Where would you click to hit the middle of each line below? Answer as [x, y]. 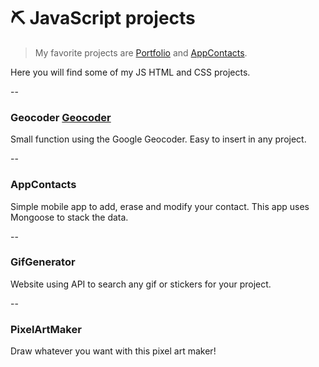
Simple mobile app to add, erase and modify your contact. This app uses [160, 206]
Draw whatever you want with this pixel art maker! [113, 351]
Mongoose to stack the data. [69, 217]
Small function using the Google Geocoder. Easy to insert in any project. [158, 139]
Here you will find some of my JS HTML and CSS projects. [130, 72]
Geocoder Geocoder [61, 117]
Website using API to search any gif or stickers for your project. [141, 284]
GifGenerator [43, 262]
